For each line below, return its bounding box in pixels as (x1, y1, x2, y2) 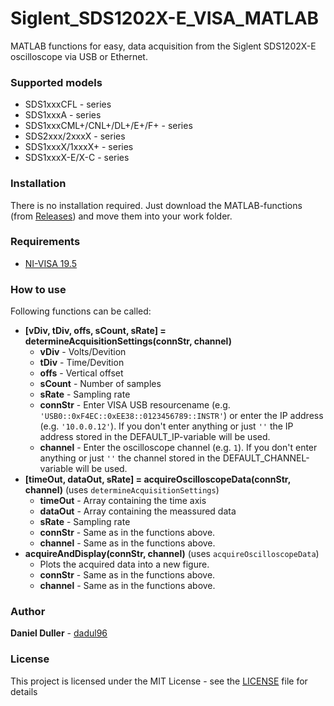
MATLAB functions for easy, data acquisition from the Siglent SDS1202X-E (10, 40, 317, 52)
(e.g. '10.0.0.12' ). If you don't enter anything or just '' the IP (39, 420, 294, 432)
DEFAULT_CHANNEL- (222, 452, 310, 464)
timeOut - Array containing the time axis (39, 495, 207, 507)
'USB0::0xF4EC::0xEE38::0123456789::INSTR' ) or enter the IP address (39, 410, 324, 422)
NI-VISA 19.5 (24, 257, 77, 269)
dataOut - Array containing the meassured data (39, 505, 237, 517)
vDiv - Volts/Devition (39, 346, 127, 358)
